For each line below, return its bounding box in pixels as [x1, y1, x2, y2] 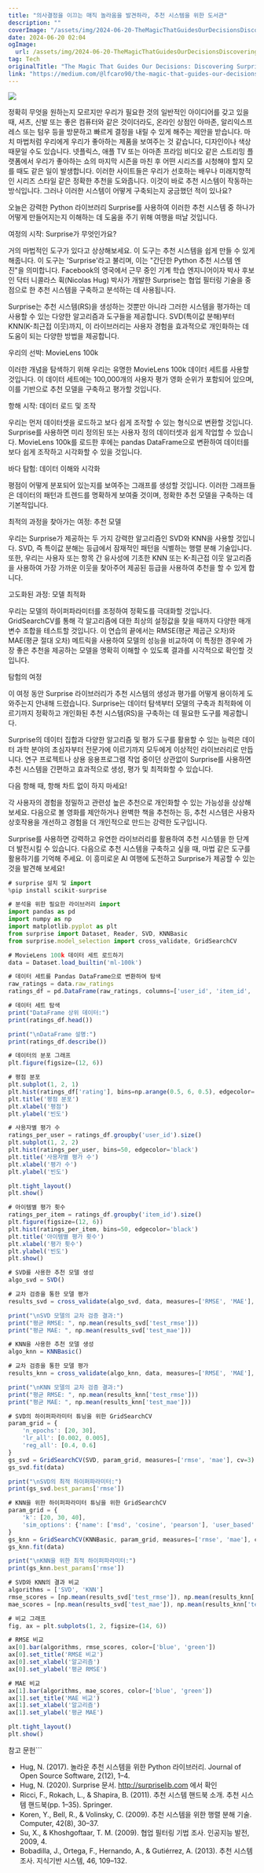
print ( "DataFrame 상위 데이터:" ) [8, 1009, 110, 1017]
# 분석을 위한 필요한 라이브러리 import [8, 900, 121, 908]
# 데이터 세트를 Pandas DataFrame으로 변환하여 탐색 [8, 973, 161, 980]
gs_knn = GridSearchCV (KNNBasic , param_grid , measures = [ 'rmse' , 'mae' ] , [8, 1535, 251, 1544]
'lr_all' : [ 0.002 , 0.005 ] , [22, 1435, 111, 1442]
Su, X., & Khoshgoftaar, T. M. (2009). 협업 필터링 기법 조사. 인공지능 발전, [19, 1827, 250, 1837]
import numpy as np [8, 915, 72, 923]
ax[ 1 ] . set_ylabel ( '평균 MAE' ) [8, 1709, 104, 1717]
